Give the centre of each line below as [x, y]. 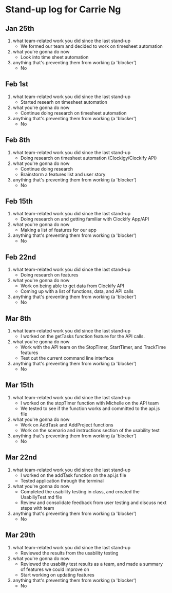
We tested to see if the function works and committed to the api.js [90, 408]
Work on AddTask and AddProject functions [67, 424]
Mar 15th [20, 385]
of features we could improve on [55, 569]
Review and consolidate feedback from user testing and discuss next [93, 503]
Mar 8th [18, 318]
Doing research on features [49, 275]
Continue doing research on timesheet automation [73, 113]
